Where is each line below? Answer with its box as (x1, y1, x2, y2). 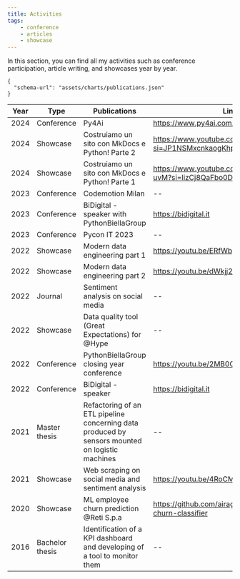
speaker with (83, 209, 127, 219)
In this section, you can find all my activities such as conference (7, 56, 196, 65)
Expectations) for (83, 330, 141, 340)
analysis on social (83, 291, 143, 301)
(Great (83, 321, 105, 331)
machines (83, 454, 116, 464)
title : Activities (7, 10, 62, 18)
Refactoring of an (83, 401, 141, 411)
